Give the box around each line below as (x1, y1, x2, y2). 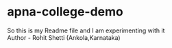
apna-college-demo (7, 4, 123, 20)
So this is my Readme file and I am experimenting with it (7, 26, 165, 34)
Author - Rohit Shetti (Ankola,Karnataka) (7, 33, 121, 41)
